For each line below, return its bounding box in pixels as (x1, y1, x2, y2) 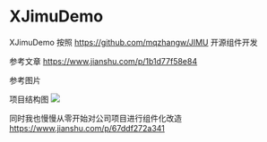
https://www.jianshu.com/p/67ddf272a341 (9, 122, 166, 133)
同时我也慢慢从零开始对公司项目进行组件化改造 (9, 113, 182, 123)
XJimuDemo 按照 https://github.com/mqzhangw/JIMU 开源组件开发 (9, 37, 258, 47)
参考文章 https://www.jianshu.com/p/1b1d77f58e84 (9, 55, 198, 66)
